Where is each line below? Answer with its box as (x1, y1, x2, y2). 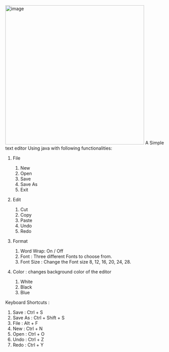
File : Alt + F (12, 320, 38, 326)
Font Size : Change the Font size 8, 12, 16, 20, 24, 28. (20, 259, 131, 265)
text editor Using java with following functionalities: (5, 145, 112, 151)
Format (12, 238, 28, 244)
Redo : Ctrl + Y (12, 342, 44, 348)
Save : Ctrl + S (12, 309, 43, 315)
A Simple (145, 140, 164, 146)
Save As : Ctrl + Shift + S (12, 315, 65, 321)
